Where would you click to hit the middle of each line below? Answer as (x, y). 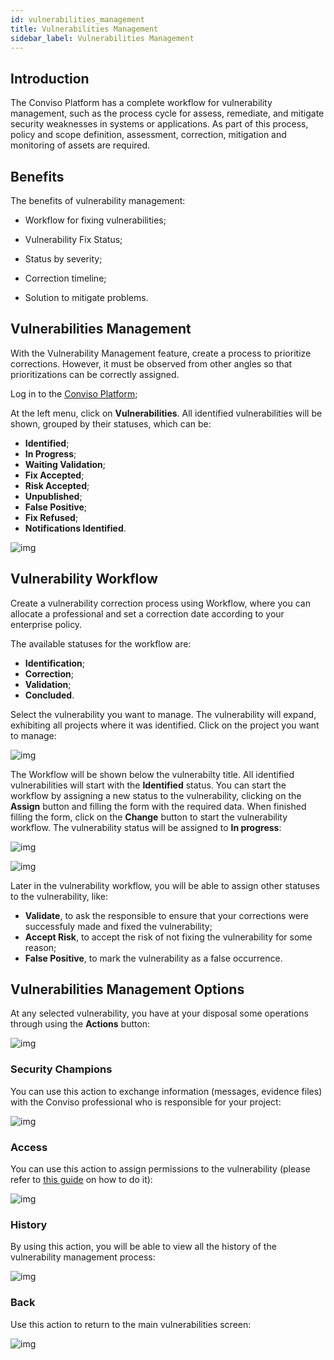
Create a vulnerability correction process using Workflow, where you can (160, 603)
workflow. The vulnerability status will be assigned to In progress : (146, 827)
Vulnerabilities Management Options (127, 989)
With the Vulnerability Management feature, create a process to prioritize (161, 353)
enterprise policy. (46, 624)
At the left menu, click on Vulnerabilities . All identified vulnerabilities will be (166, 413)
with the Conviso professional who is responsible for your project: (146, 1102)
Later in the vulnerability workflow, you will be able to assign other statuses (165, 885)
